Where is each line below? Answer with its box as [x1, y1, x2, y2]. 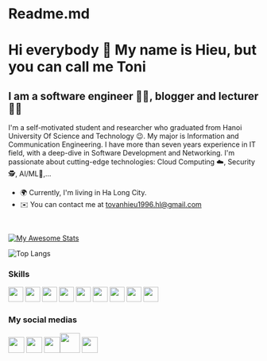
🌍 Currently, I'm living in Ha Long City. [19, 188, 147, 198]
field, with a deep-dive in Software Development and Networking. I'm [8, 148, 235, 158]
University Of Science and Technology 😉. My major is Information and [8, 132, 240, 141]
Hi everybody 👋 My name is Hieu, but [8, 41, 257, 60]
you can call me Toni [8, 58, 147, 76]
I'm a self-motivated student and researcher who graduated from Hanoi [8, 123, 242, 132]
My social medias [8, 314, 78, 325]
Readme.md [8, 5, 90, 23]
